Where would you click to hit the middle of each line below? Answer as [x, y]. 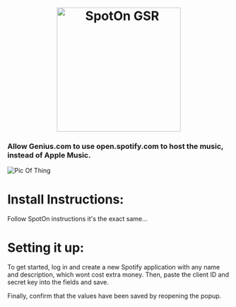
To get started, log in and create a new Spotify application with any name [114, 267]
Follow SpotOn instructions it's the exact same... [78, 219]
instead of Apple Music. [49, 155]
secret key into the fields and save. [58, 282]
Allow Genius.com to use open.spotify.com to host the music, [116, 147]
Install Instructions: [66, 199]
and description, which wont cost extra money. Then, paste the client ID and [118, 275]
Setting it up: [46, 247]
